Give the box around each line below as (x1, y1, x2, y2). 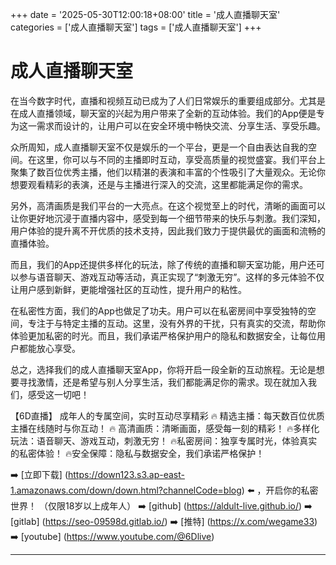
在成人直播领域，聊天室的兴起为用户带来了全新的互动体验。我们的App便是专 (10, 107, 325, 119)
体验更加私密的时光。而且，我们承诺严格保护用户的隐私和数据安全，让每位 (10, 329, 317, 342)
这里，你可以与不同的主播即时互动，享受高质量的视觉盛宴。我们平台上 (36, 153, 326, 165)
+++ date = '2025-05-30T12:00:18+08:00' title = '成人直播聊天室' (10, 9, 281, 20)
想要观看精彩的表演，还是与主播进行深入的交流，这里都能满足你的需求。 (10, 178, 308, 190)
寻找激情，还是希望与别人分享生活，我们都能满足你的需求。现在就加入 (18, 376, 308, 388)
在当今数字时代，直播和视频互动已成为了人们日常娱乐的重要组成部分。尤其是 (10, 94, 326, 107)
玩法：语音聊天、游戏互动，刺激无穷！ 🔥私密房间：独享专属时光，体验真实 (10, 434, 318, 447)
